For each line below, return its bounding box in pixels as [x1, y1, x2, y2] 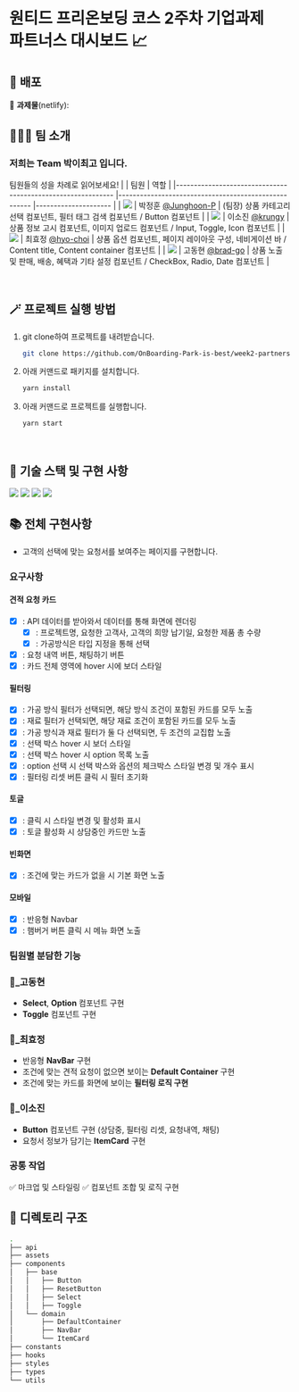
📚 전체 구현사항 [9, 517, 92, 532]
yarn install [21, 384, 71, 393]
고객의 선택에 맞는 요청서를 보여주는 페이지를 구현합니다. [21, 546, 219, 556]
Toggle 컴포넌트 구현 [21, 1008, 96, 1019]
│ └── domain [9, 1309, 66, 1318]
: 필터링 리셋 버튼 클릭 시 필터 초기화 [21, 771, 149, 782]
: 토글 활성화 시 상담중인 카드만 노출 [21, 827, 146, 838]
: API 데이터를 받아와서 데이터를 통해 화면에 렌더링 [21, 615, 197, 626]
